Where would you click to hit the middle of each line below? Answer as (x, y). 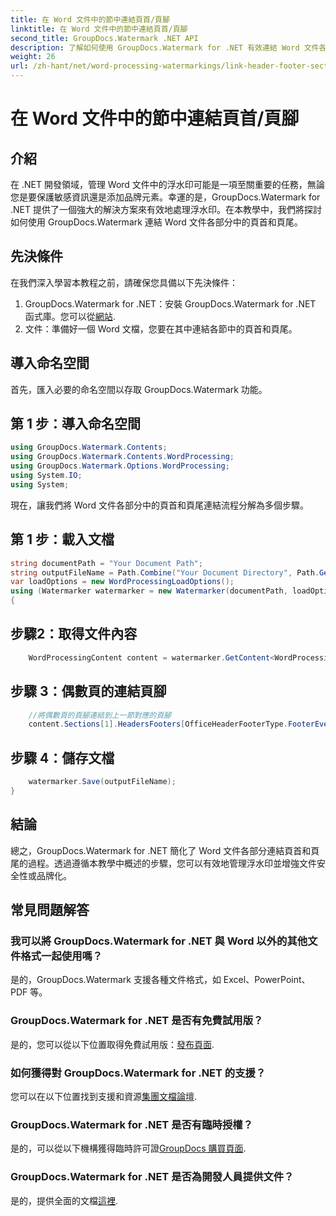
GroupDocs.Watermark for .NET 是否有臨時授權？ (132, 1124)
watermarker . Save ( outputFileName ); (102, 782)
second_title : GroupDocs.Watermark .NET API (104, 38)
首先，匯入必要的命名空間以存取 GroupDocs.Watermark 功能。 (139, 389)
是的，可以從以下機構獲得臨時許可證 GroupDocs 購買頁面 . (128, 1148)
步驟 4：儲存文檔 (62, 757)
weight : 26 (33, 57)
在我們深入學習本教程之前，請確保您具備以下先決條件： (124, 282)
